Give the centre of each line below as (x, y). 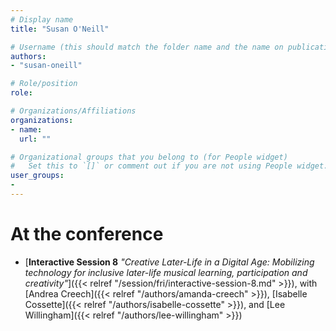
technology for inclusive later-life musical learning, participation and (166, 272)
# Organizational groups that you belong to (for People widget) (149, 157)
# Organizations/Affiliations (73, 111)
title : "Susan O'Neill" (60, 29)
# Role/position (44, 84)
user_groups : (37, 176)
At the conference (87, 234)
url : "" (35, 139)
